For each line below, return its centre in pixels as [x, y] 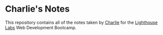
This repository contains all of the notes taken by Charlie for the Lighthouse [81, 22]
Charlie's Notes [37, 9]
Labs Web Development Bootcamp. [41, 27]
